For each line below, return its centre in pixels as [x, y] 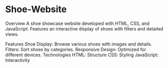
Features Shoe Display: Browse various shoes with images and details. [79, 44]
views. [12, 34]
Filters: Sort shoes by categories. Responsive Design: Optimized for [76, 49]
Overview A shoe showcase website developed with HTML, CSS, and [77, 23]
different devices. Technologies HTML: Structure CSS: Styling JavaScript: [82, 55]
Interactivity [18, 60]
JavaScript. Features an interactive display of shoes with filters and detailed [84, 28]
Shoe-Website [36, 9]
